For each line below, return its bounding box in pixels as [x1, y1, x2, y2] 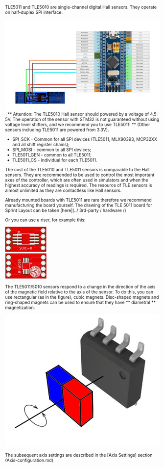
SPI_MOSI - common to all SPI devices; [12, 147, 92, 153]
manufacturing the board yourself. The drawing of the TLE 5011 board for [5, 202, 153, 208]
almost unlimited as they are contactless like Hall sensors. [5, 187, 122, 193]
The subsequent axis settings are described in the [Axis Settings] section [5, 452, 153, 458]
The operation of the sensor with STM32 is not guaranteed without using [12, 116, 160, 122]
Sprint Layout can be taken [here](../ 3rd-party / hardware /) [5, 207, 126, 213]
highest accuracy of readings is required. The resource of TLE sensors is [5, 182, 152, 188]
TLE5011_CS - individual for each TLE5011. [12, 157, 97, 163]
